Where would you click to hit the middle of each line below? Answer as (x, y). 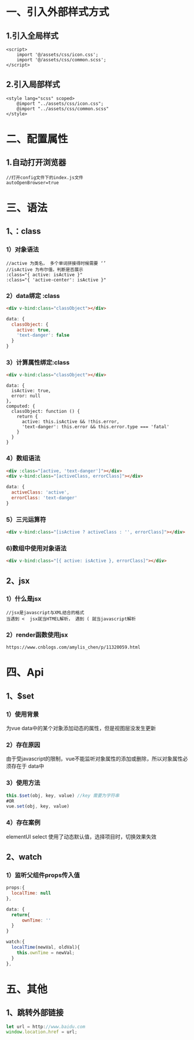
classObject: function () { (46, 412)
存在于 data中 (27, 766)
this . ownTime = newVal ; (46, 953)
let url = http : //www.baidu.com (46, 1026)
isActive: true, (31, 391)
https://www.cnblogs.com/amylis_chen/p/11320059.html (73, 647)
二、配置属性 (37, 139)
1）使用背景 (23, 714)
